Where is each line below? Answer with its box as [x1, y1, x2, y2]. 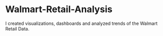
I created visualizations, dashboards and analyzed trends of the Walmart [5, 20, 158, 26]
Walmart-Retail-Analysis [5, 4, 112, 15]
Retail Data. [5, 25, 30, 31]
